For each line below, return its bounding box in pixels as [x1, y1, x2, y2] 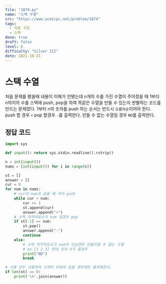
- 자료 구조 [9, 26, 30, 31]
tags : [5, 21, 16, 26]
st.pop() [23, 224, 41, 228]
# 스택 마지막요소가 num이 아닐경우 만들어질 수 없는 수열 [23, 242, 124, 247]
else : [14, 237, 26, 242]
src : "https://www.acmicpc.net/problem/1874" [5, 16, 100, 21]
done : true [5, 35, 28, 40]
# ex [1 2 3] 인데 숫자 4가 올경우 [23, 246, 88, 252]
